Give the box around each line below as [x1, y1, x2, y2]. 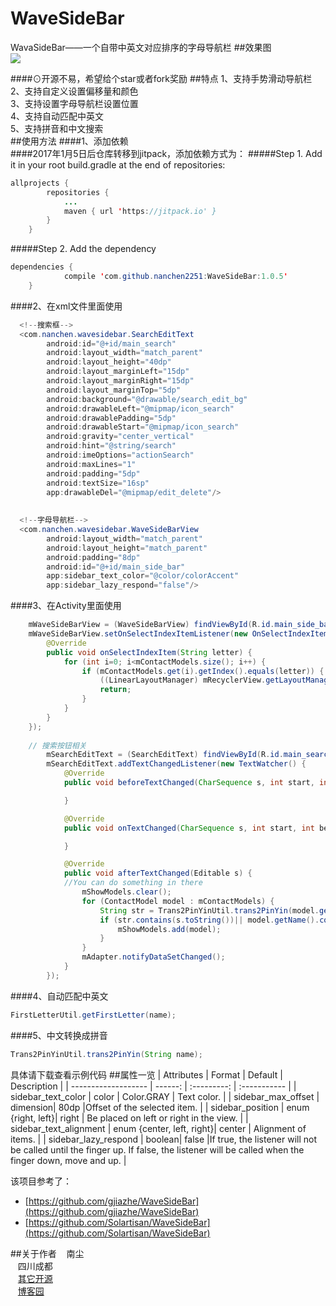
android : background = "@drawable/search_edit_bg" [46, 394, 248, 404]
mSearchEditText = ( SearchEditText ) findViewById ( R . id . [46, 750, 284, 760]
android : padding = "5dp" [46, 468, 141, 479]
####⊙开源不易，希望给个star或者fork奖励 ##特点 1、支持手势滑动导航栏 [10, 72, 313, 84]
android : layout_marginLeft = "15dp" [46, 367, 190, 377]
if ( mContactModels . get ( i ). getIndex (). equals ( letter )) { [81, 666, 325, 676]
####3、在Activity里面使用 [10, 600, 122, 612]
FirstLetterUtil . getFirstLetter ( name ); [10, 1010, 177, 1020]
